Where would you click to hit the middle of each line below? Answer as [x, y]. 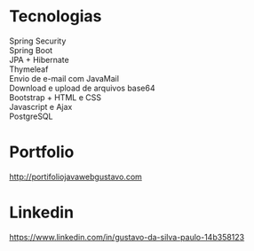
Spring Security [38, 41]
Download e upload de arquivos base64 [82, 88]
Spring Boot [31, 50]
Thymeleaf [29, 69]
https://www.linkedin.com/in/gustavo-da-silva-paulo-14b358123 [127, 237]
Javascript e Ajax [41, 106]
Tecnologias [56, 16]
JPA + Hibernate [39, 59]
